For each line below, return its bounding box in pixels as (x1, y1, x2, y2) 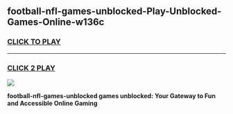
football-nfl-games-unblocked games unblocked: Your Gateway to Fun (7, 91, 216, 99)
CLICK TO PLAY (7, 37, 61, 47)
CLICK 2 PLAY (7, 63, 55, 73)
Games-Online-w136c (7, 17, 105, 28)
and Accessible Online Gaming (7, 99, 98, 107)
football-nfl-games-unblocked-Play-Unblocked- (7, 6, 222, 17)
